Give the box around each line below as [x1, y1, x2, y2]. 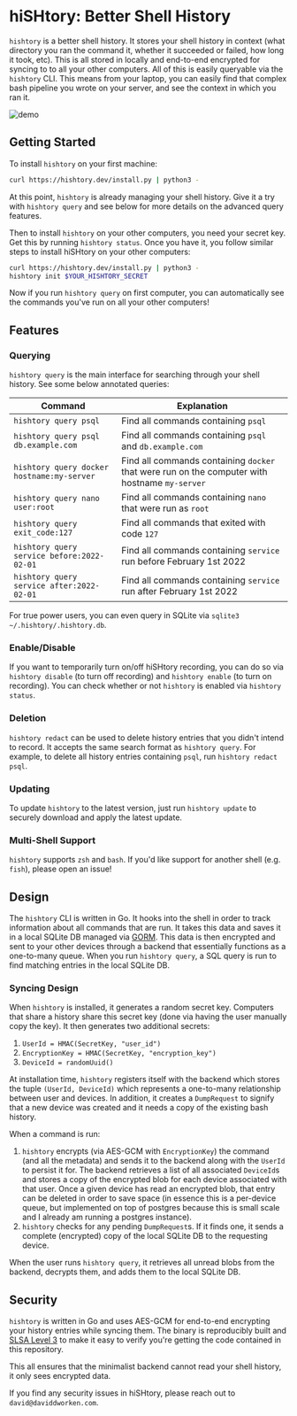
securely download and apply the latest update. [9, 812, 183, 823]
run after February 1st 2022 [121, 585, 239, 598]
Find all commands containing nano [121, 491, 267, 504]
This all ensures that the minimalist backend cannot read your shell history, [9, 1361, 282, 1372]
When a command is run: [9, 1129, 101, 1140]
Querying [9, 349, 51, 361]
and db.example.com [121, 440, 203, 453]
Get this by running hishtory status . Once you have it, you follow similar [9, 236, 274, 247]
